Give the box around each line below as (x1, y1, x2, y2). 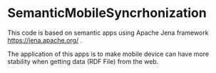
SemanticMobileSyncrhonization (7, 5, 207, 21)
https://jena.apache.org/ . (7, 35, 83, 44)
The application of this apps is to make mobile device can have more (7, 50, 209, 58)
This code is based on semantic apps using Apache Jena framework (7, 28, 209, 37)
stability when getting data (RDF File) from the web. (7, 57, 159, 65)
